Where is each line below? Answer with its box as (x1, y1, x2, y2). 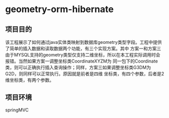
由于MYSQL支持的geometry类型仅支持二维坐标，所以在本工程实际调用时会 (5, 52, 160, 57)
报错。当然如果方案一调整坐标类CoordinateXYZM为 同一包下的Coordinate (5, 58, 158, 64)
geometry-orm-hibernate (5, 4, 114, 15)
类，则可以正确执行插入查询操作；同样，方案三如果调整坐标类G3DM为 (5, 65, 151, 70)
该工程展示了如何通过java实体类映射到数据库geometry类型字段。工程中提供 (5, 39, 162, 45)
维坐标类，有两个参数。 (5, 77, 54, 83)
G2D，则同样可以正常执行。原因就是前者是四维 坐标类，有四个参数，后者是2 (5, 71, 164, 77)
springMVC (5, 107, 29, 113)
